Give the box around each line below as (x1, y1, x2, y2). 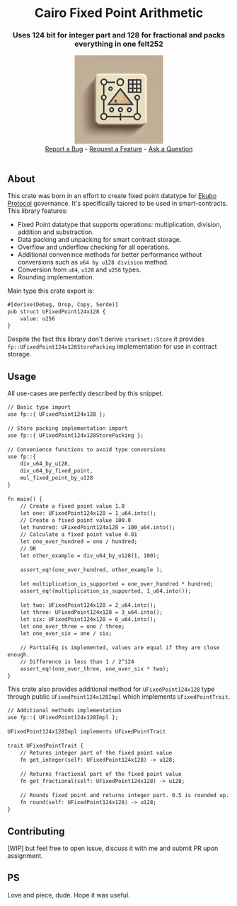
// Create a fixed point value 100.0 (20, 517, 132, 524)
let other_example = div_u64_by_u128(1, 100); (20, 552, 160, 559)
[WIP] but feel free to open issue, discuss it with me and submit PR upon (7, 844, 219, 852)
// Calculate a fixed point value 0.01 (20, 531, 138, 538)
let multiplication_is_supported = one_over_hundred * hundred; (20, 581, 214, 588)
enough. (7, 651, 30, 658)
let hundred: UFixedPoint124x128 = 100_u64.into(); (20, 524, 175, 531)
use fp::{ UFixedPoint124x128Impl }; (7, 714, 119, 721)
